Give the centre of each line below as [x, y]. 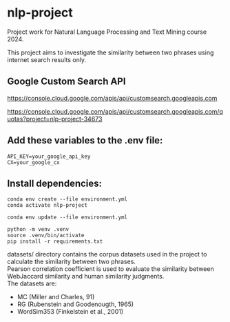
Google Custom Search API [66, 82]
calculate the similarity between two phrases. [72, 262]
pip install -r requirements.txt [55, 242]
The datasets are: [32, 283]
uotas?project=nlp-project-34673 [55, 119]
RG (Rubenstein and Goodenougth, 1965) [75, 304]
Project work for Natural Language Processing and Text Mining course [107, 32]
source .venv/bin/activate [46, 236]
